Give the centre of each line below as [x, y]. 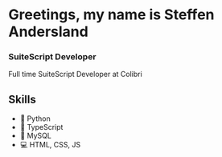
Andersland [48, 32]
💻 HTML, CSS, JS [50, 145]
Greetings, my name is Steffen [111, 15]
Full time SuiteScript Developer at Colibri [75, 74]
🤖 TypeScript [41, 127]
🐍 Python [35, 119]
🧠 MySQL [36, 136]
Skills [22, 99]
